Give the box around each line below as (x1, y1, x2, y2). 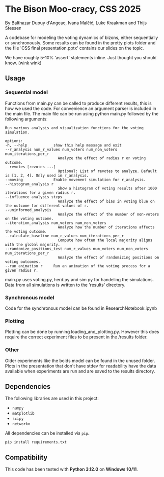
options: (5, 138, 23, 144)
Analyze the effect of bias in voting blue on (57, 199, 155, 204)
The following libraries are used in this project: (5, 396, 99, 402)
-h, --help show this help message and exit (5, 143, 122, 147)
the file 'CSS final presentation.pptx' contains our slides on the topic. (5, 45, 144, 51)
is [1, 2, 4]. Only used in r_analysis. (5, 173, 89, 178)
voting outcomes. (5, 259, 41, 264)
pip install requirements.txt (5, 440, 67, 445)
